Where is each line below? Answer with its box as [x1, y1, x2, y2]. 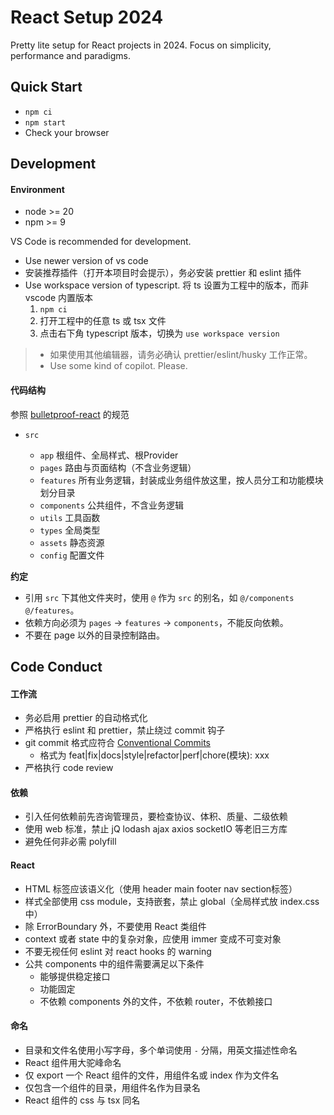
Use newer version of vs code [24, 255, 149, 267]
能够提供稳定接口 [39, 970, 111, 982]
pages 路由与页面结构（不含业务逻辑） [39, 461, 197, 473]
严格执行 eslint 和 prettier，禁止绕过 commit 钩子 [24, 724, 226, 736]
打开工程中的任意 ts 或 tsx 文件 [39, 315, 167, 327]
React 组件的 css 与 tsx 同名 [24, 1094, 141, 1106]
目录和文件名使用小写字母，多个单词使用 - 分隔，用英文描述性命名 [24, 1044, 298, 1056]
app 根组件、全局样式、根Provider [39, 449, 179, 461]
